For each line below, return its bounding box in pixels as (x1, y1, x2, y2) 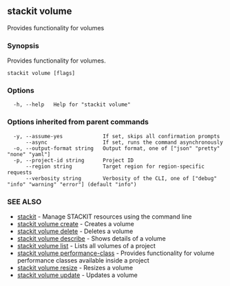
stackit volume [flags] (7, 70, 76, 77)
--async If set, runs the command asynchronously (25, 139, 224, 146)
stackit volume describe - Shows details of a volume (17, 234, 167, 243)
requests (7, 168, 32, 176)
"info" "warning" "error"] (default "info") (7, 181, 137, 188)
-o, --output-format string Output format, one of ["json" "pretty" (13, 144, 220, 152)
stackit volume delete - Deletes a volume (17, 227, 134, 235)
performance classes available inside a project (17, 256, 149, 264)
